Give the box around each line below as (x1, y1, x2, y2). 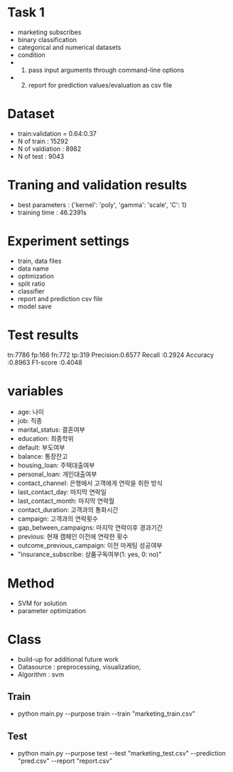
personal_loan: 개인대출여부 (17, 469, 97, 478)
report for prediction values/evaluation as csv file (28, 80, 173, 89)
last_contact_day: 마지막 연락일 (17, 487, 107, 496)
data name (17, 264, 50, 273)
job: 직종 (17, 416, 43, 424)
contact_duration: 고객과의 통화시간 (17, 505, 119, 513)
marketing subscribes (17, 28, 82, 36)
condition (17, 51, 46, 59)
